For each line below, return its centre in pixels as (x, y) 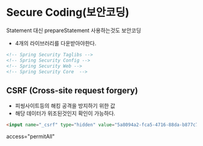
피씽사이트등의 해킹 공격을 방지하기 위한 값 (65, 106)
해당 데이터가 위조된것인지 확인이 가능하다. (65, 113)
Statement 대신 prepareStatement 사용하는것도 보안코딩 (74, 30)
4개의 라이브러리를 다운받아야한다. (56, 43)
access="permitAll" (31, 136)
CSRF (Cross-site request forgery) (72, 91)
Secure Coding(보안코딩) (68, 12)
